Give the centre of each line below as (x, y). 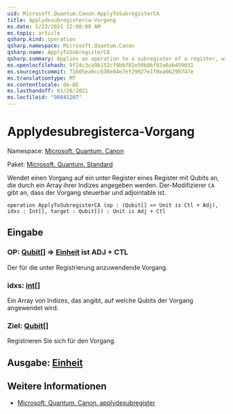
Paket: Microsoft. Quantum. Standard (60, 164)
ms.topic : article (34, 33)
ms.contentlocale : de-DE (43, 85)
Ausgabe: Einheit (45, 362)
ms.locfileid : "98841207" (44, 98)
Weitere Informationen (57, 386)
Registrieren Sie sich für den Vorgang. (62, 341)
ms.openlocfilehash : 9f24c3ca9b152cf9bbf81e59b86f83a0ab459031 (101, 65)
